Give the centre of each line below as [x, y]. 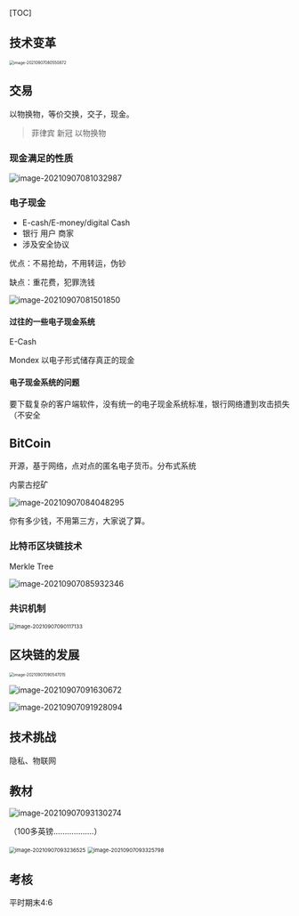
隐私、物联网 [32, 760]
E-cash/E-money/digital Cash [76, 223]
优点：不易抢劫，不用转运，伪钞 [68, 263]
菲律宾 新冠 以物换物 [69, 133]
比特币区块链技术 [46, 547]
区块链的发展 [44, 655]
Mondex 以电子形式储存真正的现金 [72, 361]
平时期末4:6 [31, 903]
